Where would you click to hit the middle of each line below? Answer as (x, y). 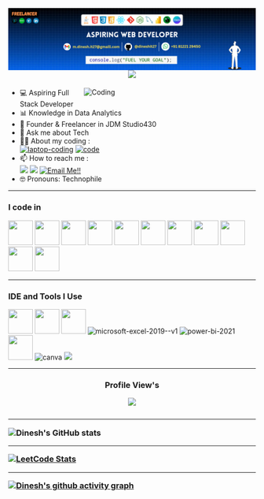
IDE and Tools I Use (45, 296)
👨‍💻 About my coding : (55, 141)
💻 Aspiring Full (44, 93)
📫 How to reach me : (54, 158)
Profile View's (132, 385)
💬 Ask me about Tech (54, 132)
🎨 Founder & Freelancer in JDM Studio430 (88, 125)
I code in (25, 207)
